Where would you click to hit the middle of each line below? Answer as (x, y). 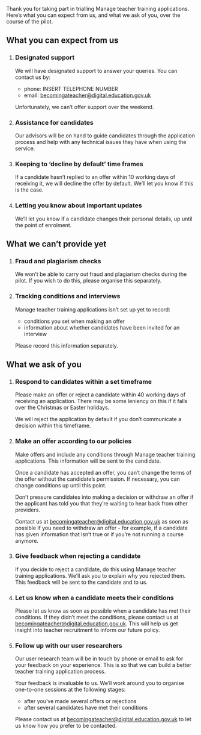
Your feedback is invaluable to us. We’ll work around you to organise (100, 683)
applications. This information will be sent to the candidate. (88, 461)
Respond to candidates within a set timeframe (83, 381)
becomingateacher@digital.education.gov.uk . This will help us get (96, 624)
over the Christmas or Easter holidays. (62, 408)
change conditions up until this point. (61, 485)
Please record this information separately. (67, 345)
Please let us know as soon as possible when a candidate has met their (103, 611)
